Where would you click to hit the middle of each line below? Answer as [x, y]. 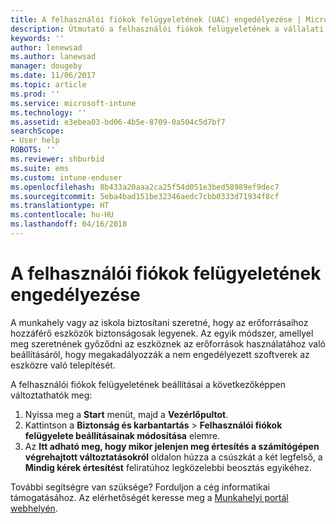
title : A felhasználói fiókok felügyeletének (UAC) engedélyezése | [156, 19]
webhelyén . [34, 508]
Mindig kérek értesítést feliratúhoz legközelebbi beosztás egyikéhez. [168, 467]
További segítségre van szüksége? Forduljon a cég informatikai [140, 487]
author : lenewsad [46, 47]
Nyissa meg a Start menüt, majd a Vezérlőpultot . [126, 414]
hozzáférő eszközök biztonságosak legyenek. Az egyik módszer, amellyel [162, 333]
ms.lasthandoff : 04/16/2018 [69, 224]
